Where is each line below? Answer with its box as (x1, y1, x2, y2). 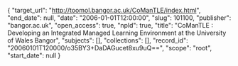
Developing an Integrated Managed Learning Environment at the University (7, 28, 227, 37)
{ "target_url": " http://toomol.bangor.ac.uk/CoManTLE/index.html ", (7, 6, 201, 14)
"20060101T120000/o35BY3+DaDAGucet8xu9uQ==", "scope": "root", (7, 44, 212, 52)
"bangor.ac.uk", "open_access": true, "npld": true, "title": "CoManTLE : (7, 21, 213, 29)
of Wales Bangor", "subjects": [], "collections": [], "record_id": (7, 36, 188, 45)
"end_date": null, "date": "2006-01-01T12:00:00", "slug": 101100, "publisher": (7, 13, 232, 22)
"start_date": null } (7, 51, 61, 60)
